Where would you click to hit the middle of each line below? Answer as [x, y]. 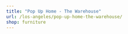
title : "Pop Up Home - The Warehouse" [54, 11]
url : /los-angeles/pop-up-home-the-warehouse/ [64, 17]
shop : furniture [26, 22]
